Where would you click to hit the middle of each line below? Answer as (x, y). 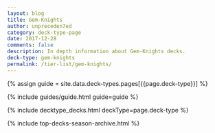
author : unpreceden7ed (39, 26)
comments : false (30, 45)
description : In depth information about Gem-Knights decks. (97, 52)
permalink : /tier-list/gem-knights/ (59, 64)
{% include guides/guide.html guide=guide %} (73, 97)
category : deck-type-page (44, 32)
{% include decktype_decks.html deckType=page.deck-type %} (98, 110)
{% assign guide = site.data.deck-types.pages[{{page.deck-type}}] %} (107, 83)
